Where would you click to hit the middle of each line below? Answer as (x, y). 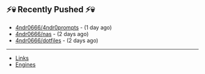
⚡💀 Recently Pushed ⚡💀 (51, 9)
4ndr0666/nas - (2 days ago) (52, 34)
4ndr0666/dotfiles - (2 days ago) (57, 40)
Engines (25, 64)
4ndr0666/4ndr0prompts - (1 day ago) (63, 27)
